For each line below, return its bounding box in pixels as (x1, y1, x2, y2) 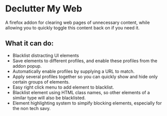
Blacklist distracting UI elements (12, 52, 79, 58)
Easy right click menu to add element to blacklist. (12, 84, 114, 90)
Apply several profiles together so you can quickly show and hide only (12, 73, 158, 80)
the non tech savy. (12, 105, 51, 111)
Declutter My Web (5, 3, 82, 14)
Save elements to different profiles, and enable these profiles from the (12, 58, 157, 64)
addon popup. (12, 63, 42, 69)
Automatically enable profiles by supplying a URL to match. (12, 68, 135, 74)
